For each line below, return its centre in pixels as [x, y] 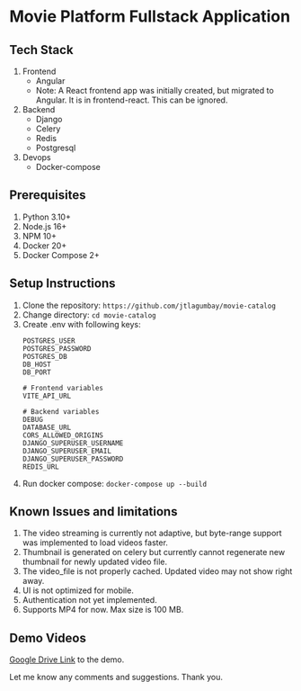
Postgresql [56, 148]
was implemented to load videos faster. [95, 543]
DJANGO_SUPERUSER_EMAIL [67, 451]
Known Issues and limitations [93, 512]
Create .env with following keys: [81, 324]
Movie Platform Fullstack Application [150, 17]
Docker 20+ [44, 246]
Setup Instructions [62, 284]
